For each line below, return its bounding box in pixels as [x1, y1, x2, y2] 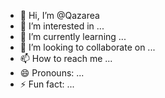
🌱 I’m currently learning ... [19, 31, 127, 42]
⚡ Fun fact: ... [19, 78, 75, 90]
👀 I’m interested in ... [19, 20, 105, 32]
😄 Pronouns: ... [19, 67, 85, 79]
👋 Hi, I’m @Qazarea [19, 10, 100, 21]
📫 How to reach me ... [19, 53, 113, 64]
